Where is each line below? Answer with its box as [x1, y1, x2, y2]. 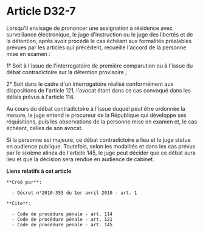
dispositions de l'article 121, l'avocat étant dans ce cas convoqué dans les [6, 86, 191, 94]
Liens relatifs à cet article [6, 167, 72, 175]
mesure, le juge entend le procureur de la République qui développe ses [6, 111, 187, 119]
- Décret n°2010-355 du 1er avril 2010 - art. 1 [12, 190, 137, 196]
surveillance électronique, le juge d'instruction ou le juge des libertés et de [6, 30, 193, 38]
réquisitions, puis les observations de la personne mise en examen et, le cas [6, 117, 198, 125]
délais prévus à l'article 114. [6, 93, 75, 100]
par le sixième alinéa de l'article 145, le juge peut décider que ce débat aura [6, 149, 196, 156]
